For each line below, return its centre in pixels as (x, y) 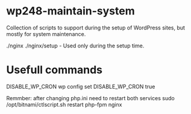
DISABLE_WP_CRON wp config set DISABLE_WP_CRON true (81, 86)
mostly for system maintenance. (46, 34)
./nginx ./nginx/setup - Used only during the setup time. (75, 46)
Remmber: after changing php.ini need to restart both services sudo (90, 98)
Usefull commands (55, 70)
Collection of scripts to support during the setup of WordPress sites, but (96, 28)
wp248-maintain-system (70, 11)
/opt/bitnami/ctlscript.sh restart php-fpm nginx (64, 104)
